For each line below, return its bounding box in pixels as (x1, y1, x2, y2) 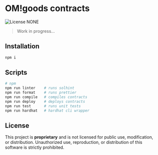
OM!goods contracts (5, 3, 90, 14)
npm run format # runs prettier (5, 90, 77, 95)
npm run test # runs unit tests (5, 103, 81, 109)
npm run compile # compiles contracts (5, 95, 88, 99)
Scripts (5, 69, 28, 77)
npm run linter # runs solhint (5, 85, 75, 91)
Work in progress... (16, 28, 55, 34)
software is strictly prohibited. (5, 144, 64, 150)
